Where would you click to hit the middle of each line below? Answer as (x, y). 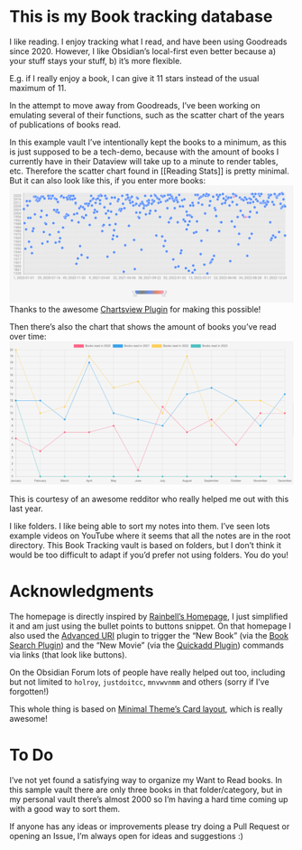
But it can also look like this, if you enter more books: (107, 180)
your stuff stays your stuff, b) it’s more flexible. (96, 61)
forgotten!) (29, 692)
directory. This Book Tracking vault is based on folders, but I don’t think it (145, 546)
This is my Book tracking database (141, 17)
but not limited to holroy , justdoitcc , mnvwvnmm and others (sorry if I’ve (139, 682)
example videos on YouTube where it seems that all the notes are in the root (150, 536)
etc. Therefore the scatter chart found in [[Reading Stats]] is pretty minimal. (150, 171)
